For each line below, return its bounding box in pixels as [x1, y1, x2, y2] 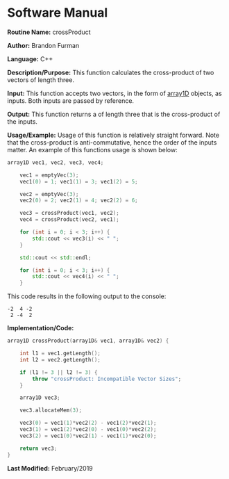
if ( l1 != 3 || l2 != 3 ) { [19, 368, 98, 376]
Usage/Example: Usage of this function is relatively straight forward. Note [7, 131, 220, 139]
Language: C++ [7, 54, 53, 63]
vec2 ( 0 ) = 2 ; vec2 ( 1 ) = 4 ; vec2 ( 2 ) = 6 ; [19, 197, 138, 204]
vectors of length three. [7, 75, 75, 84]
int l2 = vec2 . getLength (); [19, 356, 101, 363]
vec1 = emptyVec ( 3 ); [19, 172, 79, 179]
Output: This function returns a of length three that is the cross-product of [7, 110, 221, 118]
